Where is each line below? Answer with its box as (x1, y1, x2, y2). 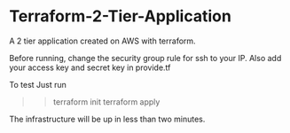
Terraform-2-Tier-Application (9, 6, 232, 27)
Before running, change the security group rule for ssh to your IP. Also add (9, 52, 282, 63)
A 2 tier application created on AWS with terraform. (9, 35, 197, 46)
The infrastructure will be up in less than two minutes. (9, 113, 206, 124)
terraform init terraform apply (52, 96, 161, 107)
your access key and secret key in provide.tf (9, 62, 171, 73)
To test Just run (9, 79, 67, 90)
